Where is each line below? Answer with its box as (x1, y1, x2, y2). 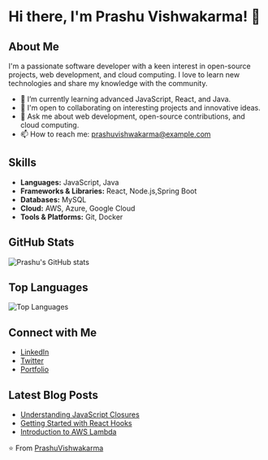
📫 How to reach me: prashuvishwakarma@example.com (19, 129, 211, 139)
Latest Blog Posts (8, 388, 99, 401)
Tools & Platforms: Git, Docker (19, 211, 123, 222)
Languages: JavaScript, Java (19, 177, 119, 187)
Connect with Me (8, 325, 97, 340)
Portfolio (19, 365, 50, 375)
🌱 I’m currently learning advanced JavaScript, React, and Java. (19, 94, 231, 104)
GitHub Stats (8, 236, 75, 250)
